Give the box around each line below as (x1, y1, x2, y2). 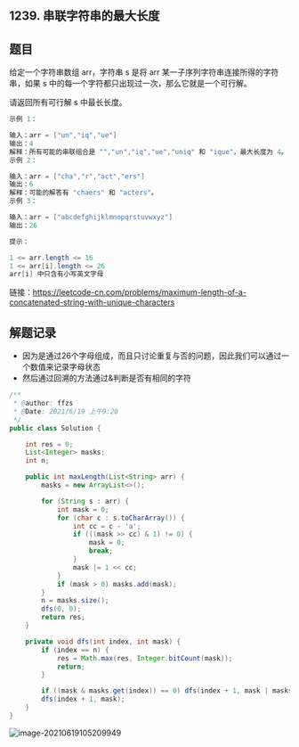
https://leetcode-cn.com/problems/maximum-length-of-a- (32, 287, 247, 298)
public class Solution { (9, 423, 101, 432)
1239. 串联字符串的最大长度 (9, 8, 160, 24)
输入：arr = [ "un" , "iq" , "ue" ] (9, 131, 117, 140)
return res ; (41, 613, 86, 622)
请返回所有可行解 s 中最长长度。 (9, 97, 127, 108)
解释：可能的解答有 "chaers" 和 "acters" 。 (9, 188, 158, 198)
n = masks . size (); (41, 596, 109, 605)
